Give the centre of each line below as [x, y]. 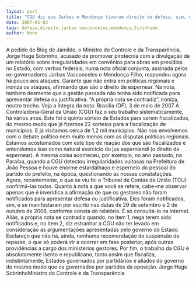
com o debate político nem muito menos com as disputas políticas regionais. [98, 137]
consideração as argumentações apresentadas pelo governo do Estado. [93, 230]
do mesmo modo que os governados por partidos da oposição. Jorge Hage [97, 267]
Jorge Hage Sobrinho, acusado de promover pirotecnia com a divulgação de [98, 56]
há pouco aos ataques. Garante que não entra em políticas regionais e [90, 81]
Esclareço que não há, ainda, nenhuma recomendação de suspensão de [93, 236]
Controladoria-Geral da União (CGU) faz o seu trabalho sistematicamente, [95, 112]
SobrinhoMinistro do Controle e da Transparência [65, 273]
